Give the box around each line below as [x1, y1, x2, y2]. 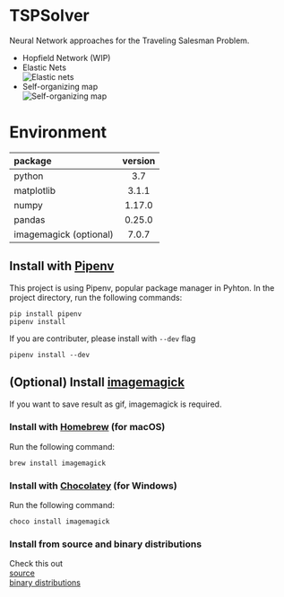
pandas [13, 213, 46, 225]
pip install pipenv [9, 309, 82, 319]
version [122, 154, 156, 167]
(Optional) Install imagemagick [9, 374, 185, 391]
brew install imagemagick [9, 459, 106, 468]
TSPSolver [9, 5, 90, 26]
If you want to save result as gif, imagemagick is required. [9, 399, 222, 409]
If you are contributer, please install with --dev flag [9, 333, 196, 344]
